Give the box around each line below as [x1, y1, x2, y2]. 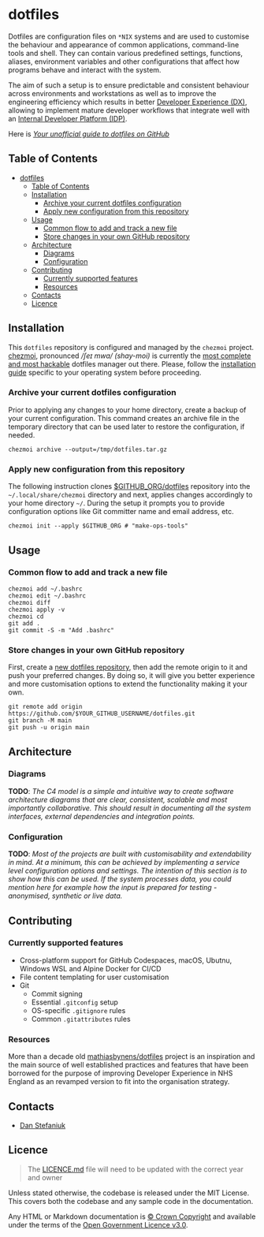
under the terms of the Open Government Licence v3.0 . [8, 1220, 188, 1229]
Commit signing [31, 989, 83, 998]
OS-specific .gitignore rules [31, 1005, 126, 1015]
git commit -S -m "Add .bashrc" [8, 626, 114, 634]
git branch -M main [8, 717, 73, 725]
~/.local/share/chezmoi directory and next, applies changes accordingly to [8, 490, 253, 500]
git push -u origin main [8, 724, 90, 732]
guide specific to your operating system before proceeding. [8, 367, 202, 377]
